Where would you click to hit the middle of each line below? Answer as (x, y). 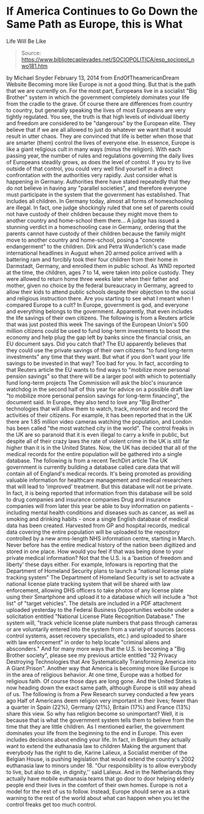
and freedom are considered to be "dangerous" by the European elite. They (101, 123)
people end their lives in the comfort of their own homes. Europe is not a (97, 785)
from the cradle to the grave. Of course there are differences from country (100, 104)
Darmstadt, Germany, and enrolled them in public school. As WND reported (101, 266)
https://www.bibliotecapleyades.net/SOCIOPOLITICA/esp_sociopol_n (108, 59)
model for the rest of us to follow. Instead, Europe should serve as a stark (98, 791)
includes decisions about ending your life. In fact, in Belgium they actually (99, 740)
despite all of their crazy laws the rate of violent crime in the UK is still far (98, 441)
